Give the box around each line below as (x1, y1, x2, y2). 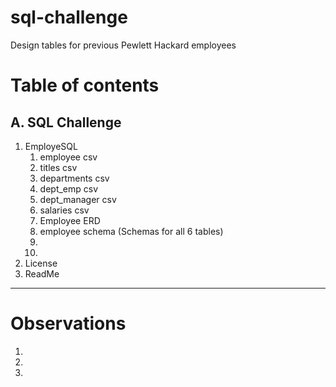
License (24, 257, 58, 269)
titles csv (39, 161, 78, 173)
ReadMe (24, 267, 60, 280)
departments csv (39, 172, 110, 184)
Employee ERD (39, 214, 101, 226)
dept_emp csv (39, 182, 99, 195)
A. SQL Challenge (10, 114, 122, 131)
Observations (10, 312, 127, 335)
